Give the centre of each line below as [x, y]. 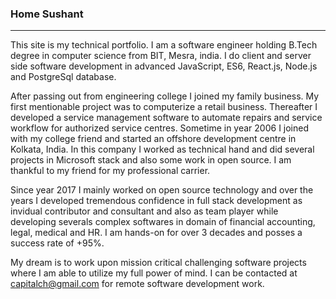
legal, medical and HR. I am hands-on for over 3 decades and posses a [156, 233]
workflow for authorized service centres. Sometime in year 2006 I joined [160, 128]
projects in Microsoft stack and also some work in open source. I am [151, 160]
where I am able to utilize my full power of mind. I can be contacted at [154, 273]
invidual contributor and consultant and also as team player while [144, 211]
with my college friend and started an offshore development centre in [153, 139]
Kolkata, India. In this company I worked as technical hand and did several [162, 149]
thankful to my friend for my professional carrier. [110, 171]
